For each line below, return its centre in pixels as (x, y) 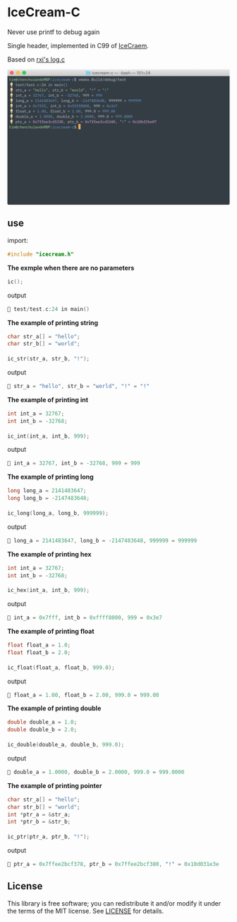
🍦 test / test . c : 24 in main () (49, 309)
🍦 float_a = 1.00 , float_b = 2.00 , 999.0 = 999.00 (83, 695)
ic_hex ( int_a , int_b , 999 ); (49, 591)
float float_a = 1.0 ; (39, 645)
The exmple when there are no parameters (71, 268)
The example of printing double (54, 708)
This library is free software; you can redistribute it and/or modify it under (114, 903)
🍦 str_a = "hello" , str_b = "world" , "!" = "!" (79, 387)
